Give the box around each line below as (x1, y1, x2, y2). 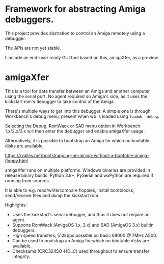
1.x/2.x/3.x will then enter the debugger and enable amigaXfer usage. (5, 128, 145, 134)
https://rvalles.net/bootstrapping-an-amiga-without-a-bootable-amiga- (5, 152, 150, 158)
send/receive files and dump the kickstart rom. (5, 192, 100, 198)
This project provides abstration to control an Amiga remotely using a (5, 30, 145, 36)
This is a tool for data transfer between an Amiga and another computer (5, 88, 150, 94)
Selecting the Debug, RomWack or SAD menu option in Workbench (5, 123, 140, 129)
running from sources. (5, 177, 50, 183)
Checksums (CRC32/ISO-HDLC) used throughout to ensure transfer (12, 248, 150, 254)
